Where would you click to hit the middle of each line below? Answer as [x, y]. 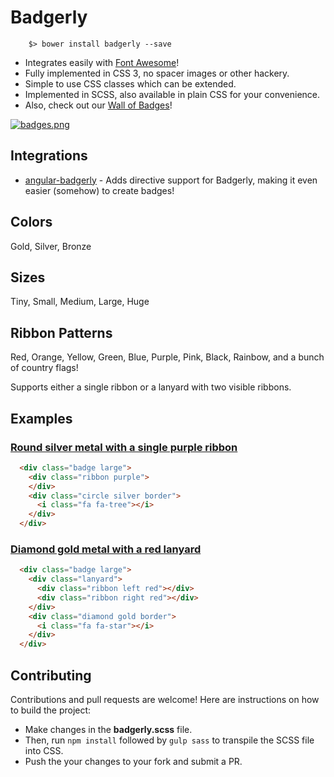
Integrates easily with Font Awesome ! [102, 62]
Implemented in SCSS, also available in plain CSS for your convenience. [172, 94]
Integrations [49, 156]
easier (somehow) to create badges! [99, 190]
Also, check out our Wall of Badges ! [98, 105]
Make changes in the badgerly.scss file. [108, 729]
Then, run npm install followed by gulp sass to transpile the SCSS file [169, 740]
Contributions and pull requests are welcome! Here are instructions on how [165, 699]
